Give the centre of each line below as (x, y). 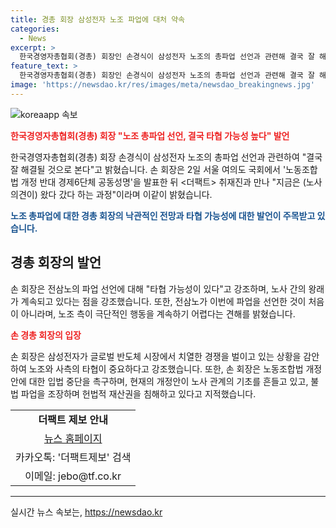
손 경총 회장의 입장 (46, 335)
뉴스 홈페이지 (73, 438)
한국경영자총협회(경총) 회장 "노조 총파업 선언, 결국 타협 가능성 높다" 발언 (150, 135)
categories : (35, 29)
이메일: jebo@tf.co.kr (73, 476)
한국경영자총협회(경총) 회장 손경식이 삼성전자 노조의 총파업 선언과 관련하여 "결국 (166, 157)
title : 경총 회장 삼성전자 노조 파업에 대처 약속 (98, 19)
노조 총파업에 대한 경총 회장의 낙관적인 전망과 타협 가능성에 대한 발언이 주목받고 (163, 215)
